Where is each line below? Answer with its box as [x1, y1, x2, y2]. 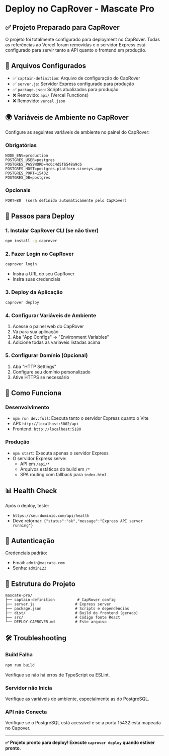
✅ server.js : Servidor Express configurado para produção [12, 81, 134, 87]
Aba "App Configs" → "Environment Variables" [12, 334, 109, 340]
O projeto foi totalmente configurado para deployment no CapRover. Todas [5, 36, 160, 42]
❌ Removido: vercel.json [12, 98, 65, 104]
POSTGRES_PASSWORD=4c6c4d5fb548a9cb [5, 162, 82, 167]
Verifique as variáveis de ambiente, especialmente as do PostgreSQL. [5, 696, 149, 702]
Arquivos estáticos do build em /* [20, 466, 91, 472]
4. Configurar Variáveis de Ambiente [5, 312, 97, 319]
